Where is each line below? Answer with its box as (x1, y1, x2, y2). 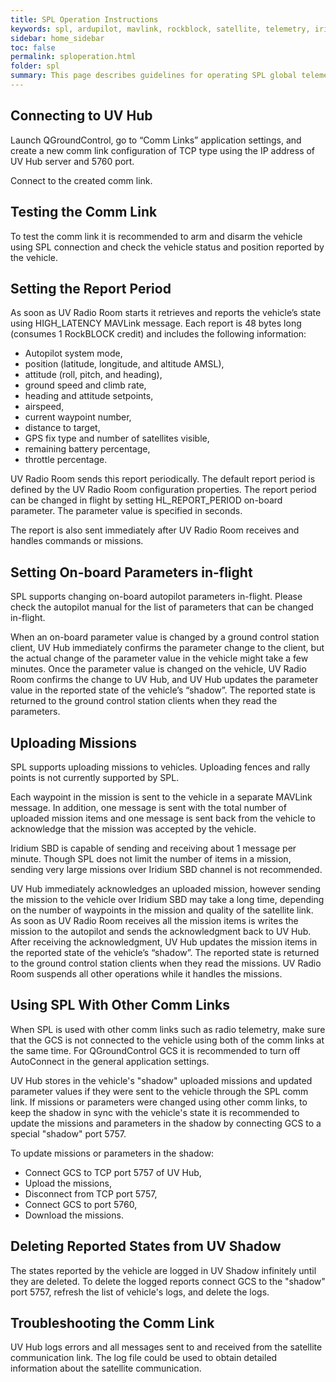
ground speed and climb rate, (24, 379, 147, 391)
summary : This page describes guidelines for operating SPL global (10, 71, 298, 81)
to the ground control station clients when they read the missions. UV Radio (10, 957, 322, 969)
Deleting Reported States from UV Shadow (10, 1238, 282, 1255)
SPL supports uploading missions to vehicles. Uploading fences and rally (10, 761, 311, 773)
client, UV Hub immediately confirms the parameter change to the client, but (10, 642, 325, 654)
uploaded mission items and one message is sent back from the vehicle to (10, 812, 316, 824)
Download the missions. (24, 1209, 124, 1221)
